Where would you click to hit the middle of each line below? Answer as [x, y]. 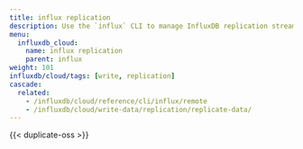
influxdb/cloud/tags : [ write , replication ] [92, 76]
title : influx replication [60, 18]
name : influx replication [74, 51]
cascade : [26, 84]
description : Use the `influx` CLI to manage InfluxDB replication [139, 26]
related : [34, 92]
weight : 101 [32, 68]
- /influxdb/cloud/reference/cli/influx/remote [116, 101]
